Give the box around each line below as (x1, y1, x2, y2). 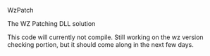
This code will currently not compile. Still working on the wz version (7, 33, 204, 41)
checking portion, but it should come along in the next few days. (7, 41, 194, 48)
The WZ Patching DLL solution (7, 20, 96, 27)
